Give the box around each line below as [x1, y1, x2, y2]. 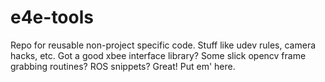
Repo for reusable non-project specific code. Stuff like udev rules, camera [10, 39, 317, 51]
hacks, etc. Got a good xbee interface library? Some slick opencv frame [10, 49, 307, 61]
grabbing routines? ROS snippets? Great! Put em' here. [10, 60, 236, 72]
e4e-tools [10, 6, 94, 29]
